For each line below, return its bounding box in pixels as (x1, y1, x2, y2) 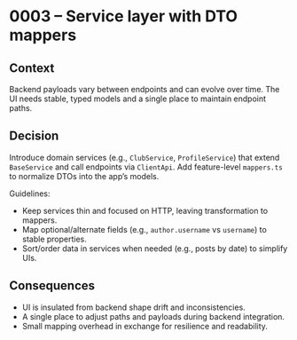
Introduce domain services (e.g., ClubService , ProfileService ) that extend (9, 152, 280, 162)
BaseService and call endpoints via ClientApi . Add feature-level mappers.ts (9, 162, 284, 172)
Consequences (9, 278, 96, 294)
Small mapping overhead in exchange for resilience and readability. (21, 320, 269, 331)
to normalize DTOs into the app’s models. (9, 170, 160, 181)
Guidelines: (9, 188, 51, 199)
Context (9, 60, 55, 75)
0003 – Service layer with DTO (9, 6, 238, 27)
